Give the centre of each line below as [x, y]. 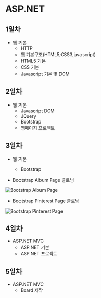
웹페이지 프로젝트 [38, 128]
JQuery [28, 116]
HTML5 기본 [33, 61]
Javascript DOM [37, 111]
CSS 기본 [30, 67]
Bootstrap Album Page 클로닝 [43, 180]
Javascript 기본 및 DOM [45, 74]
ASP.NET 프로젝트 [39, 254]
